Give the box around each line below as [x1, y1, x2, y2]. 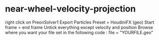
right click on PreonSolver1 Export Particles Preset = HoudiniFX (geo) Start [5, 19, 155, 25]
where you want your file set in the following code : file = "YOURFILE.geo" [5, 29, 154, 35]
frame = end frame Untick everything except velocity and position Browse [5, 24, 153, 30]
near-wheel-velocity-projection [5, 3, 136, 14]
